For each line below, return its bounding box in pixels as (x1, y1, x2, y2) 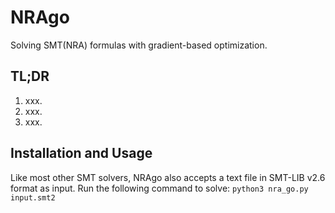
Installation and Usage (10, 145, 153, 162)
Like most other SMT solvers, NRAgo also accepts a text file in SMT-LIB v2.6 (10, 171, 326, 183)
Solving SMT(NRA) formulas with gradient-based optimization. (10, 39, 268, 51)
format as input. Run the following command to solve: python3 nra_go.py (10, 182, 309, 194)
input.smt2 (10, 192, 56, 203)
